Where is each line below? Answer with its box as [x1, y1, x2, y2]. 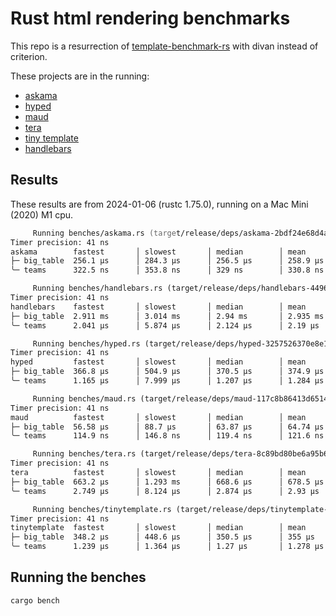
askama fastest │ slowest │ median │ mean [10, 247, 307, 257]
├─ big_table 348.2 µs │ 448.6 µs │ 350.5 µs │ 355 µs [10, 532, 315, 542]
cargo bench [10, 595, 60, 606]
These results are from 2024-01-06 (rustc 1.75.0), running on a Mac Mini [10, 198, 309, 210]
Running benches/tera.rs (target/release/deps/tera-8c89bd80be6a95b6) [32, 449, 333, 459]
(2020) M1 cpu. [10, 208, 74, 221]
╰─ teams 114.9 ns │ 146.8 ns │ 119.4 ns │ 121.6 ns [10, 431, 325, 441]
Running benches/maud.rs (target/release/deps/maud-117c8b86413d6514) [32, 393, 333, 404]
